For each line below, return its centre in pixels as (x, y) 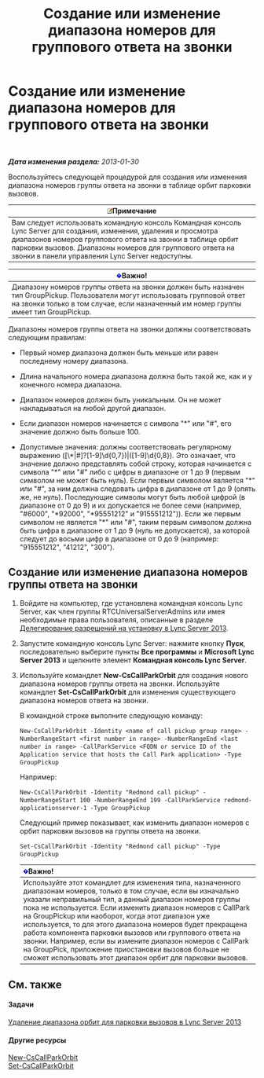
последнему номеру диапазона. (73, 361)
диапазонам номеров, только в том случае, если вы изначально (131, 891)
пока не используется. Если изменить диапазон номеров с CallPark (137, 907)
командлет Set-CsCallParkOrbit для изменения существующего (127, 692)
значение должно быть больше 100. (80, 432)
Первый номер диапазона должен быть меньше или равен (119, 353)
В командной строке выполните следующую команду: (111, 716)
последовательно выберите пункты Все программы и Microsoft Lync (137, 652)
